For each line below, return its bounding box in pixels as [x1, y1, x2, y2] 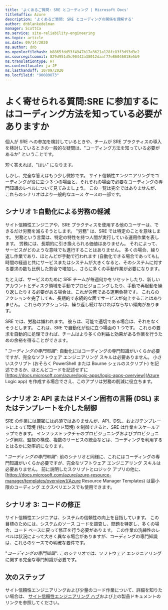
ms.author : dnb [5, 45, 37, 50]
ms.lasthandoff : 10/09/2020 [5, 68, 64, 73]
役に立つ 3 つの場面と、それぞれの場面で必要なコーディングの [31, 179, 159, 185]
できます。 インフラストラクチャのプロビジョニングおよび [13, 430, 133, 437]
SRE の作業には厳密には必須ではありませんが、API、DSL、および [5, 418, 140, 424]
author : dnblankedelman [5, 21, 55, 27]
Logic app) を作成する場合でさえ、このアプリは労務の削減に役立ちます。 [5, 378, 155, 384]
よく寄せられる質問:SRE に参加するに [5, 96, 158, 107]
